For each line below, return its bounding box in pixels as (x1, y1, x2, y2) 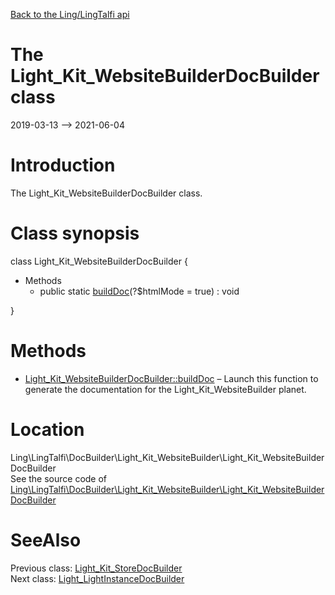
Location (10, 418, 85, 441)
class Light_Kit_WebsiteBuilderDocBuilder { (10, 255, 188, 267)
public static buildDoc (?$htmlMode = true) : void (39, 285, 240, 297)
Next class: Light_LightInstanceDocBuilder (10, 572, 185, 584)
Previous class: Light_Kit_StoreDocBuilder (10, 562, 183, 574)
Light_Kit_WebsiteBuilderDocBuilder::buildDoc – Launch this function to (24, 372, 319, 384)
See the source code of (10, 472, 108, 484)
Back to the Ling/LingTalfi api (10, 9, 130, 20)
